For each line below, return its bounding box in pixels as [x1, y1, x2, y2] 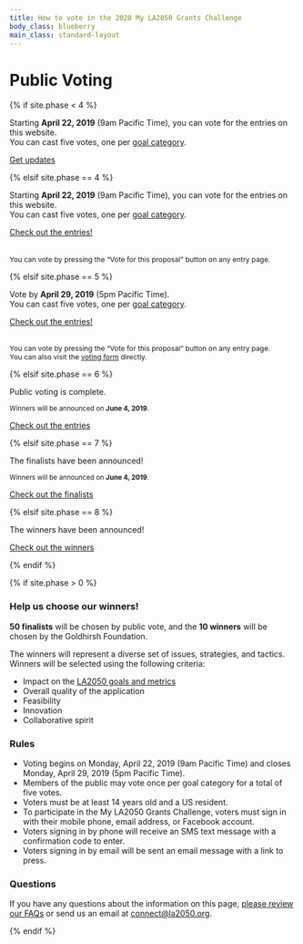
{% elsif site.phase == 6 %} [9, 368, 114, 379]
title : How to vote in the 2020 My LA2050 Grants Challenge [9, 13, 243, 23]
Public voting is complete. [9, 387, 106, 398]
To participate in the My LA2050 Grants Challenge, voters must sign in [22, 806, 287, 817]
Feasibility [22, 695, 61, 706]
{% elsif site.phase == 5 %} [9, 271, 114, 282]
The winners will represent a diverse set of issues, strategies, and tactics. [9, 648, 286, 659]
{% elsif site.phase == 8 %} [9, 507, 114, 518]
